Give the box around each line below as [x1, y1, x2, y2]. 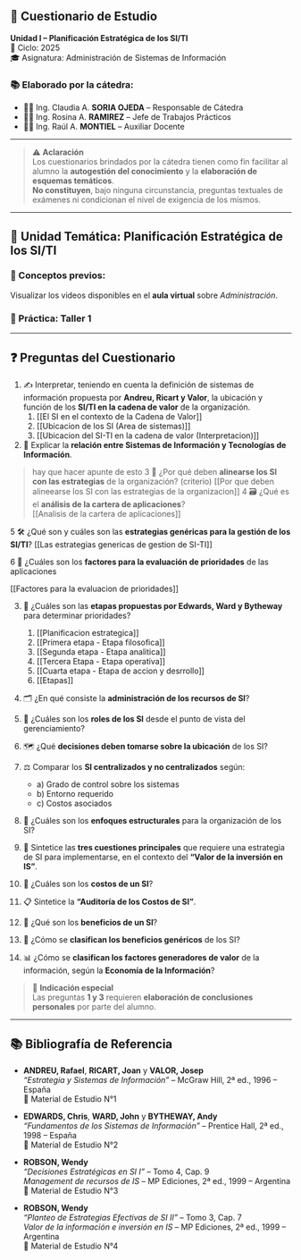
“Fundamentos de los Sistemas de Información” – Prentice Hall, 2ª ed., [22, 1120, 284, 1131]
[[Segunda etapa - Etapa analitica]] [36, 646, 166, 657]
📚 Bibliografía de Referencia [10, 1036, 173, 1052]
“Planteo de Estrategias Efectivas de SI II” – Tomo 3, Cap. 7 [22, 1212, 242, 1222]
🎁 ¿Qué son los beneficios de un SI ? [22, 917, 158, 927]
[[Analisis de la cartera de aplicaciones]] [31, 508, 181, 519]
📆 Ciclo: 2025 [10, 42, 61, 53]
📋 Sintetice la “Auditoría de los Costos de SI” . [22, 896, 196, 907]
